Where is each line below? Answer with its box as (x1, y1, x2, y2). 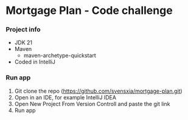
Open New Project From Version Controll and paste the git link (14, 100, 170, 107)
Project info (5, 25, 41, 34)
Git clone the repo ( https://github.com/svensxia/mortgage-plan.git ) (14, 87, 183, 95)
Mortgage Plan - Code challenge (5, 4, 173, 18)
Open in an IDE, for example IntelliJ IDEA (14, 93, 117, 101)
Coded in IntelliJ (14, 58, 56, 65)
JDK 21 (14, 39, 33, 46)
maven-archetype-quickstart (23, 52, 97, 59)
